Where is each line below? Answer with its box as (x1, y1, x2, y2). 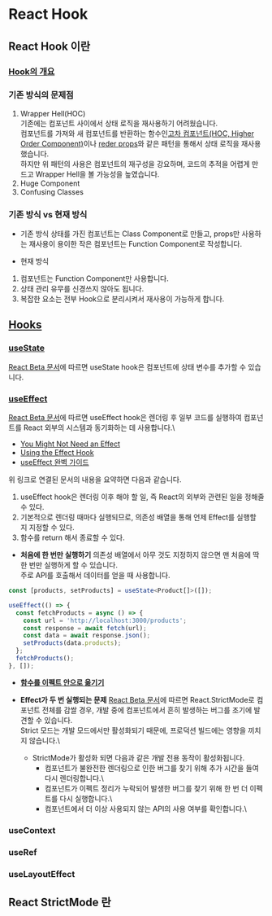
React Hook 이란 (8, 39, 91, 53)
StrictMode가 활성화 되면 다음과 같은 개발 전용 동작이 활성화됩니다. (32, 752, 245, 762)
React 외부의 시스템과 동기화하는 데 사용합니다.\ (23, 423, 175, 432)
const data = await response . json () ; (23, 632, 151, 640)
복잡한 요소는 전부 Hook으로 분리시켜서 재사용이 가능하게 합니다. (19, 294, 225, 304)
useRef (8, 846, 37, 857)
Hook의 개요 (8, 66, 55, 77)
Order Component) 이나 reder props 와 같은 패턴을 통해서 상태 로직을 (19, 138, 240, 148)
